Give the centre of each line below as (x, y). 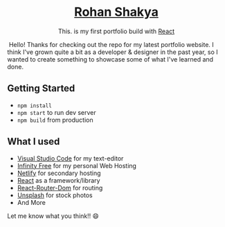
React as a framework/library (58, 180)
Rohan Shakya (116, 12)
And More (31, 202)
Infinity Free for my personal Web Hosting (77, 165)
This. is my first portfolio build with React (116, 31)
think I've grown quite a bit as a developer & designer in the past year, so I (112, 52)
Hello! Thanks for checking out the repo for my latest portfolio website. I (111, 44)
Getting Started (41, 88)
